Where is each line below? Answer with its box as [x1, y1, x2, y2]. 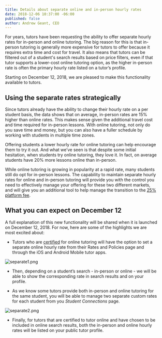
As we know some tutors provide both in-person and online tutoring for [12, 287, 154, 294]
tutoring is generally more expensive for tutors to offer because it [20, 44, 150, 50]
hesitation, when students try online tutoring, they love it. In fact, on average [5, 152, 157, 158]
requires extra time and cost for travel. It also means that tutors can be [5, 50, 146, 55]
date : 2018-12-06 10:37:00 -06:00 [5, 12, 75, 17]
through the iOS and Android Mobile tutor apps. [12, 249, 107, 255]
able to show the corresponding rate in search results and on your [12, 273, 144, 279]
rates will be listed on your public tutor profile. [12, 327, 104, 333]
